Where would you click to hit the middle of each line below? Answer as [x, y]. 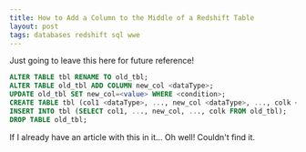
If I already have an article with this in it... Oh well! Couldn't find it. [133, 137]
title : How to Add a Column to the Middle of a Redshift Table [132, 18]
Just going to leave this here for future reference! [102, 61]
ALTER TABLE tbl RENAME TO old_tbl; [79, 77]
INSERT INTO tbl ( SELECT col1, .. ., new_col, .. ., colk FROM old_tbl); [148, 111]
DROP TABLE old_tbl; [49, 119]
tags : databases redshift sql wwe [75, 35]
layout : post [34, 26]
